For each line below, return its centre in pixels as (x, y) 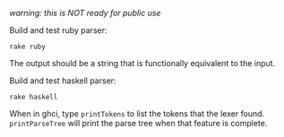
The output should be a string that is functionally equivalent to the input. (142, 63)
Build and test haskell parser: (63, 81)
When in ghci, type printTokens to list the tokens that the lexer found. (137, 114)
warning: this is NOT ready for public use (85, 13)
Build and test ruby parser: (58, 30)
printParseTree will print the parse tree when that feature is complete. (138, 123)
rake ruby (28, 47)
